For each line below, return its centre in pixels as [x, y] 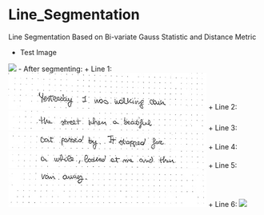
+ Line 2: [222, 106]
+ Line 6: [222, 204]
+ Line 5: [222, 165]
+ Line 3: [222, 127]
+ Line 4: [222, 146]
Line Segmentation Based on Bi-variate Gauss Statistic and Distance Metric [132, 37]
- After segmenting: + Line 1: [65, 69]
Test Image [38, 52]
